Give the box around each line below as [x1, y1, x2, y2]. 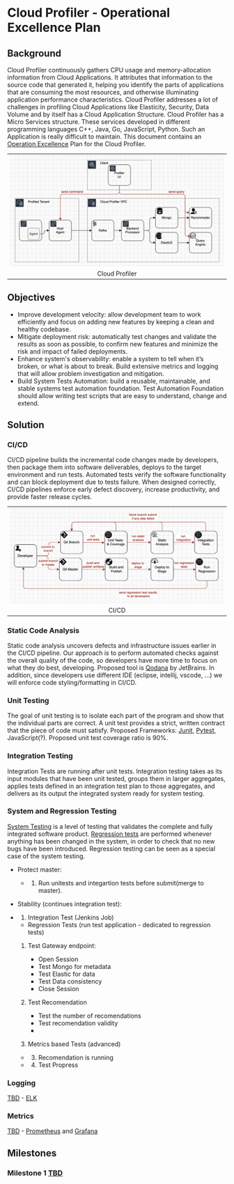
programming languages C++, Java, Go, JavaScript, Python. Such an [7, 125, 205, 133]
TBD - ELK [7, 1094, 38, 1103]
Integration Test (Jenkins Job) [27, 913, 114, 922]
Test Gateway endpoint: [27, 941, 96, 949]
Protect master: [17, 865, 62, 874]
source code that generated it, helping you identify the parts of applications [7, 81, 224, 88]
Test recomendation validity [38, 1018, 118, 1027]
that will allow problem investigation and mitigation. [17, 369, 165, 377]
